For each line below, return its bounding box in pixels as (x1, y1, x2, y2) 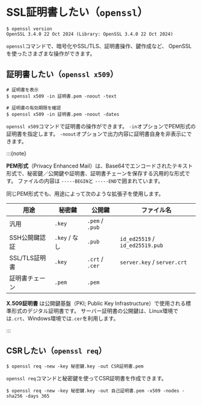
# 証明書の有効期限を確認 (6, 105, 61, 111)
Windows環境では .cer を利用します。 (27, 315, 119, 322)
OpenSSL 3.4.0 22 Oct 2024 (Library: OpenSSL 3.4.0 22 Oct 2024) (6, 31, 173, 37)
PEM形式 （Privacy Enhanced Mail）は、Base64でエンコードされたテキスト (6, 162, 194, 169)
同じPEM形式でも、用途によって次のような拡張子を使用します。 (6, 190, 164, 197)
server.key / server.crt (120, 257, 188, 266)
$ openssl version (6, 25, 52, 32)
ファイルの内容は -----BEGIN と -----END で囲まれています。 (17, 177, 164, 184)
